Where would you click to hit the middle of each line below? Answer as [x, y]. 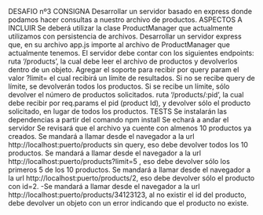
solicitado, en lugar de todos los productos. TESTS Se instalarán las [118, 111]
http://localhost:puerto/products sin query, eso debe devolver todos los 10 [128, 145]
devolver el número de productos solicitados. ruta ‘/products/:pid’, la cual [126, 95]
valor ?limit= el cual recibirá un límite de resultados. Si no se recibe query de [131, 78]
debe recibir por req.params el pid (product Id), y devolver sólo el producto [130, 103]
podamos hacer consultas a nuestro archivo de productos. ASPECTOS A [125, 20]
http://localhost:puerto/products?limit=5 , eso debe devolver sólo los [119, 161]
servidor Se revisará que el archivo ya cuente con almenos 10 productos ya [130, 128]
